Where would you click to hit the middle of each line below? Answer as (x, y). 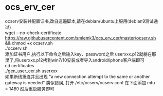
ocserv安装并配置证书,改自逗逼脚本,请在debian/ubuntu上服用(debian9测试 (80, 21)
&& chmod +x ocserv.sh (29, 43)
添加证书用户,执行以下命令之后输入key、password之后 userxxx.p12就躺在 (79, 54)
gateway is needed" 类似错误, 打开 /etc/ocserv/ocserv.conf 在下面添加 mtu (80, 82)
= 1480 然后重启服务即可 (30, 89)
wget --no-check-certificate (33, 33)
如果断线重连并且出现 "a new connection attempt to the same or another (77, 77)
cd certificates (19, 65)
